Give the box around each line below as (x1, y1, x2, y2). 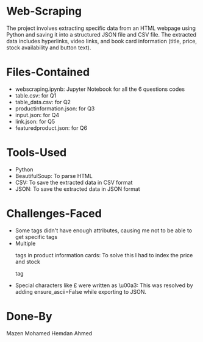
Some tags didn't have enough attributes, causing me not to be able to (15, 227, 193, 234)
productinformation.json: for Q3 (15, 105, 95, 112)
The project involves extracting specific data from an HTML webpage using (6, 24, 196, 32)
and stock (15, 258, 41, 265)
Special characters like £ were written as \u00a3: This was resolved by (15, 282, 193, 289)
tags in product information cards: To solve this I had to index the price (15, 251, 193, 258)
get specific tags (15, 233, 58, 240)
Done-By (6, 309, 52, 323)
